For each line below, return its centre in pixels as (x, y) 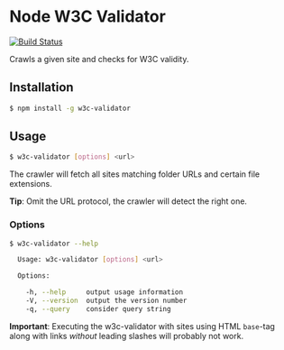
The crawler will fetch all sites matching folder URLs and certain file (134, 174)
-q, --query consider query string (98, 309)
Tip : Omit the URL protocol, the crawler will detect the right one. (128, 201)
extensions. (31, 184)
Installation (41, 87)
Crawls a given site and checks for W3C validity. (99, 59)
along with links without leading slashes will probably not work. (127, 336)
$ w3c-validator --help (54, 244)
